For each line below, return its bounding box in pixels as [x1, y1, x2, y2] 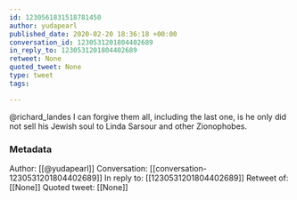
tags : [9, 79, 29, 88]
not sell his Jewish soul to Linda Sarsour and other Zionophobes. [9, 121, 248, 132]
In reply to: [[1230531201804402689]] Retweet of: [103, 172, 289, 183]
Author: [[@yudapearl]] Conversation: [9, 163, 149, 173]
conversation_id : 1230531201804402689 [9, 37, 153, 47]
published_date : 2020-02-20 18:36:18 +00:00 [9, 29, 177, 38]
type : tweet [9, 71, 54, 80]
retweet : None [9, 54, 62, 63]
